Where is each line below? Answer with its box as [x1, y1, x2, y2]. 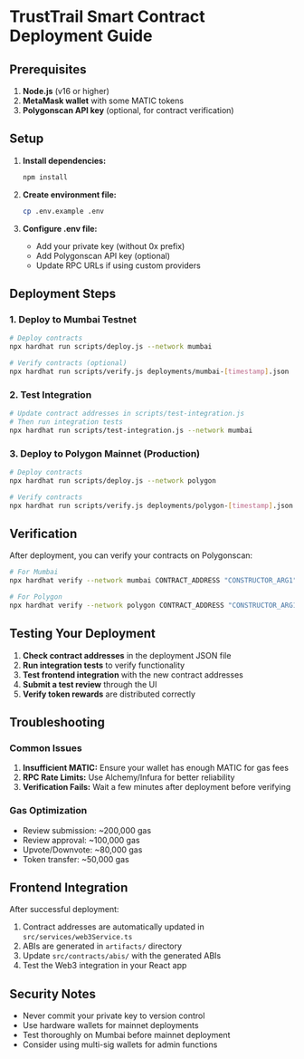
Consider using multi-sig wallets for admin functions [22, 1039, 218, 1050]
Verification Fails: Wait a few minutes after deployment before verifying [22, 782, 291, 793]
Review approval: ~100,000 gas [22, 834, 140, 845]
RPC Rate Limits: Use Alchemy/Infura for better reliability [22, 772, 235, 783]
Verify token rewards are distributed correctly [22, 688, 196, 699]
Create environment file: [22, 188, 117, 200]
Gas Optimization [9, 804, 88, 817]
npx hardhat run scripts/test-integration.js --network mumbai [9, 426, 253, 435]
